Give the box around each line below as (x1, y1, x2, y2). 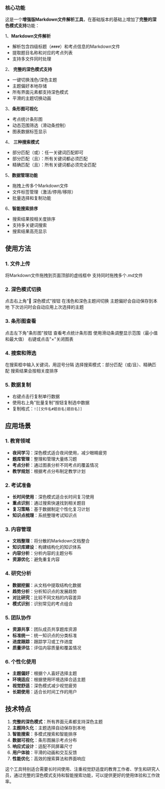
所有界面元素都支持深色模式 (12, 89, 69, 95)
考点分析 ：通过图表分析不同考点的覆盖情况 (12, 462, 99, 468)
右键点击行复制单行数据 (12, 393, 60, 400)
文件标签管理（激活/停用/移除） (12, 189, 76, 195)
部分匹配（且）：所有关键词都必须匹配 (12, 156, 88, 162)
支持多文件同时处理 (12, 56, 52, 62)
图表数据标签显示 (12, 129, 47, 135)
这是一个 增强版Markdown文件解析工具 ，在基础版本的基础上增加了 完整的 (5, 16, 152, 23)
